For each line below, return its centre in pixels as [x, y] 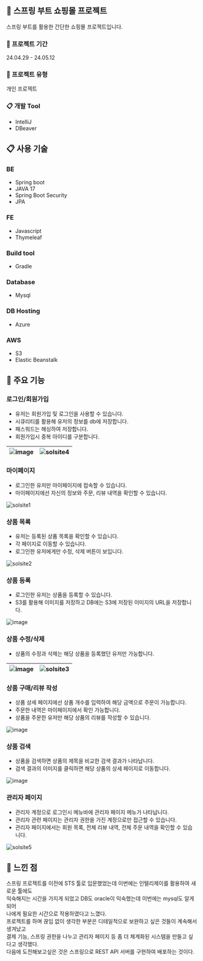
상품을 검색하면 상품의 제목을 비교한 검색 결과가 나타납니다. [85, 761]
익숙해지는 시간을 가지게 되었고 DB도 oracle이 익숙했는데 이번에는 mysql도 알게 [100, 898]
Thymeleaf [28, 237]
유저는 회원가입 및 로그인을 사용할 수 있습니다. [69, 414]
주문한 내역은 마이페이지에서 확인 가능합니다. [68, 710]
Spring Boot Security [41, 195]
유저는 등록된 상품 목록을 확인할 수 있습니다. [67, 536]
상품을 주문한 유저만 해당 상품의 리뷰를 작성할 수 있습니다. [83, 718]
